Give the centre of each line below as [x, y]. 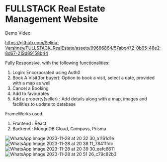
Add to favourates [31, 93]
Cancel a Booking [30, 88]
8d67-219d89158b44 [27, 53]
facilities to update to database [44, 104]
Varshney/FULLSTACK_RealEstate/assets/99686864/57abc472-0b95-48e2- [83, 48]
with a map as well [31, 83]
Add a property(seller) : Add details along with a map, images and [80, 99]
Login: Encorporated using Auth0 [46, 72]
